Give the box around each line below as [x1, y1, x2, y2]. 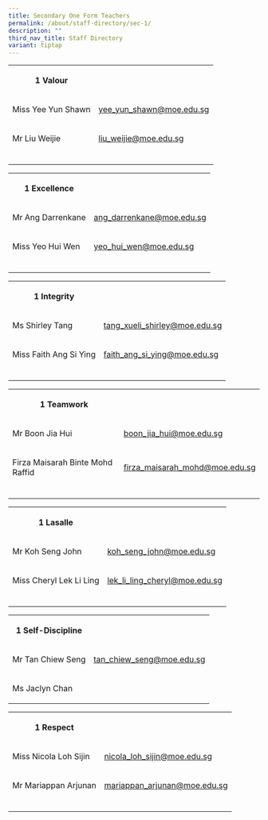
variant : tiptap [8, 42, 62, 50]
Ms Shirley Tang [12, 320, 73, 331]
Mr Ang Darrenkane [12, 212, 86, 223]
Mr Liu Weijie [12, 133, 61, 144]
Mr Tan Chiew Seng [12, 654, 86, 665]
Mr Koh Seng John [12, 546, 82, 557]
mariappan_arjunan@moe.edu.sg [104, 780, 229, 791]
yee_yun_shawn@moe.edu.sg [98, 104, 210, 115]
